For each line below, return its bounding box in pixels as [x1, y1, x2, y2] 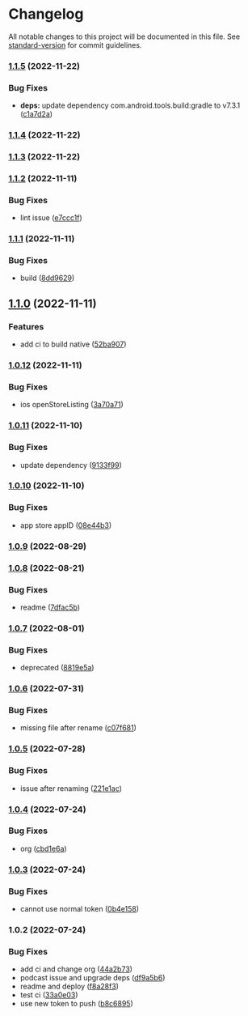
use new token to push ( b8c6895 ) [19, 999, 133, 1009]
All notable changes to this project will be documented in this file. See [8, 32, 241, 41]
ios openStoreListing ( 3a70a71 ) [19, 400, 124, 410]
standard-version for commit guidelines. [8, 40, 142, 49]
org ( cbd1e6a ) [19, 844, 67, 853]
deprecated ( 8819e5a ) [19, 663, 95, 673]
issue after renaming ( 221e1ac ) [19, 783, 123, 793]
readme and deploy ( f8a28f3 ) [19, 981, 120, 992]
